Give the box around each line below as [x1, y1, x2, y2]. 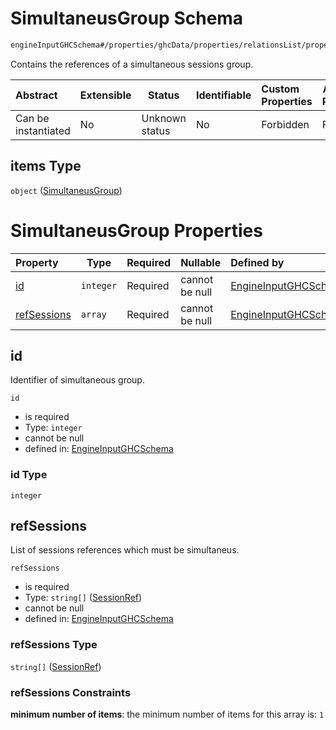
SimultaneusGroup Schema [10, 7, 244, 30]
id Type [10, 468, 48, 482]
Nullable [180, 255, 222, 269]
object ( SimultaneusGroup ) [10, 184, 123, 196]
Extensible [79, 88, 132, 102]
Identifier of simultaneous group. [10, 374, 145, 386]
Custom [261, 82, 300, 96]
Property [15, 255, 59, 269]
